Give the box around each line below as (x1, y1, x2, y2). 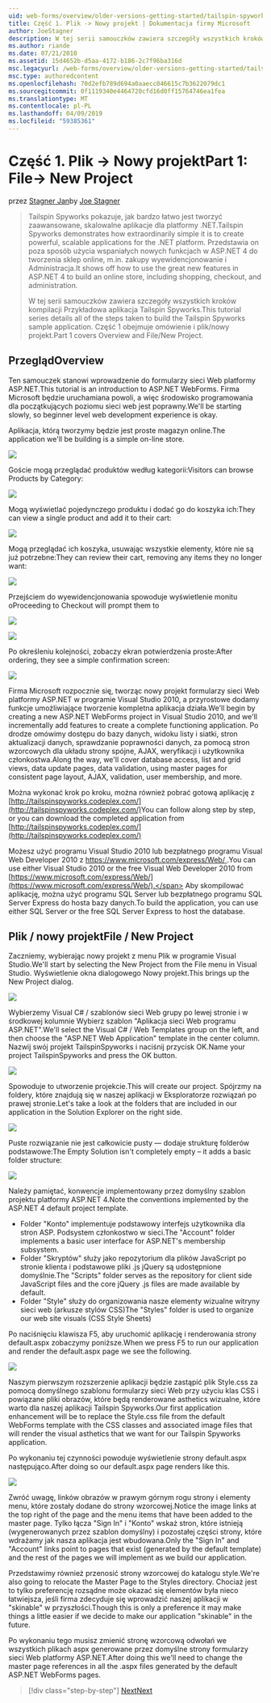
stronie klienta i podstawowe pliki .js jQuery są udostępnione (19, 1262, 222, 1272)
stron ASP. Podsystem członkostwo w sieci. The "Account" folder (19, 1227, 236, 1238)
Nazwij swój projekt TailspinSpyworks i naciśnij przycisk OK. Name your (8, 1042, 246, 1052)
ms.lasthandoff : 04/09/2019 (8, 110, 103, 118)
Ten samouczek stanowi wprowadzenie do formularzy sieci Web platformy (8, 375, 256, 385)
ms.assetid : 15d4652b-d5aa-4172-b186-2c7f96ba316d (8, 57, 182, 66)
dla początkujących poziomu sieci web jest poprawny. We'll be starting (8, 401, 242, 411)
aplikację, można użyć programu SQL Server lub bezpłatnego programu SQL (8, 889, 263, 899)
